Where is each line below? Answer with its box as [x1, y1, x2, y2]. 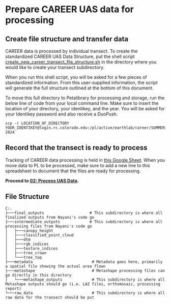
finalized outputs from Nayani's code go [5, 215, 95, 220]
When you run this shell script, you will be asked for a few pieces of [5, 74, 148, 80]
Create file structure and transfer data [5, 35, 129, 43]
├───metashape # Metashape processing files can [5, 268, 165, 273]
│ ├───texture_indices [5, 246, 58, 251]
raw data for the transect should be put [5, 295, 95, 300]
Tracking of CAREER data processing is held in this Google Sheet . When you [5, 157, 165, 163]
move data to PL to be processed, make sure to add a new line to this [5, 162, 150, 168]
